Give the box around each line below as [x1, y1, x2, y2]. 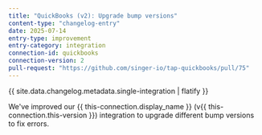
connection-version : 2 [8, 57, 84, 65]
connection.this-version [8, 110, 88, 120]
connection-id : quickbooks [8, 49, 99, 57]
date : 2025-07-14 [8, 27, 67, 35]
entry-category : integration [8, 42, 106, 50]
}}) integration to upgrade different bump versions [88, 110, 255, 120]
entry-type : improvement [8, 34, 92, 43]
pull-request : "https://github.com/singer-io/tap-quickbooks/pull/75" [8, 64, 250, 72]
